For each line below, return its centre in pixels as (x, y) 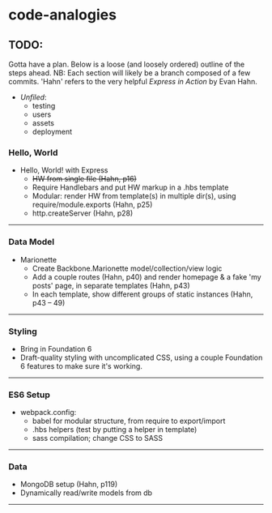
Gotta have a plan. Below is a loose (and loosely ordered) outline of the (127, 64)
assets (43, 123)
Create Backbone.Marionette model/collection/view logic (127, 268)
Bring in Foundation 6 (56, 348)
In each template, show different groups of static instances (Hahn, (142, 294)
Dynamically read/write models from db (86, 493)
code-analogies (63, 15)
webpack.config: (48, 413)
